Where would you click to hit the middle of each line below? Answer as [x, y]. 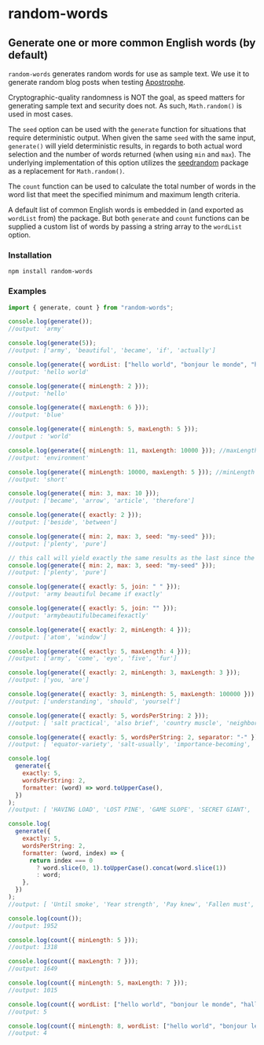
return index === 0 [60, 860]
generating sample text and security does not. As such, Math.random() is [125, 106]
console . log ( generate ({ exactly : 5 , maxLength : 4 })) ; [100, 651]
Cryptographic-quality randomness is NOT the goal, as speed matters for [126, 97]
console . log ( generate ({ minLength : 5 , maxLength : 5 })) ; [103, 429]
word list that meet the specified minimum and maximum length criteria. [124, 194]
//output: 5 [27, 1012]
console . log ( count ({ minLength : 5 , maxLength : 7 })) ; [98, 983]
